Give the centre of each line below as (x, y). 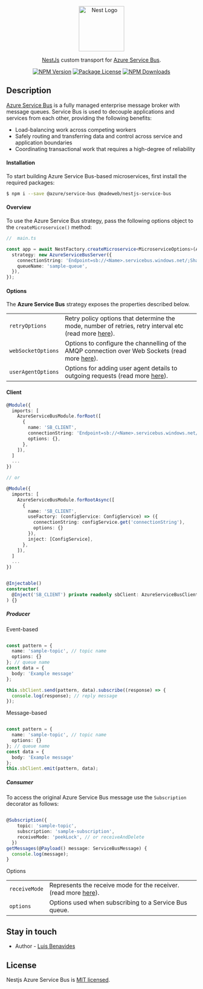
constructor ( (23, 589)
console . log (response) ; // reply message (65, 696)
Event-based (22, 629)
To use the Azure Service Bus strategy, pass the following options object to (100, 221)
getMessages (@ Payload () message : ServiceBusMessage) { (77, 848)
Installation (21, 163)
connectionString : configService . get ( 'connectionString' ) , (109, 523)
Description (29, 91)
